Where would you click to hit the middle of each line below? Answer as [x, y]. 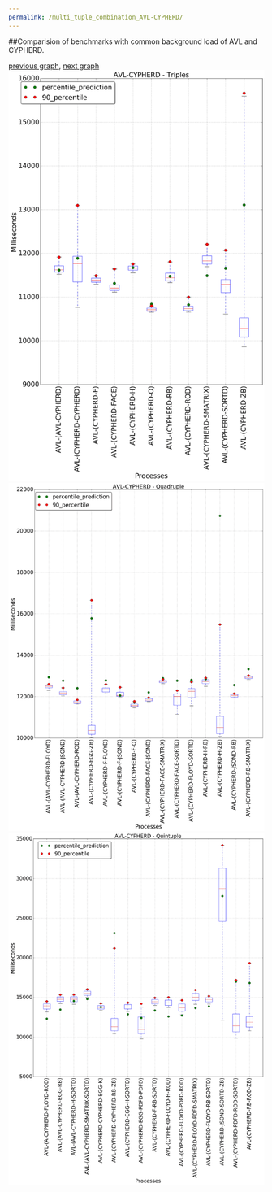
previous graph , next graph [54, 66]
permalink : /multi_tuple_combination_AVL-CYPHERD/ [96, 17]
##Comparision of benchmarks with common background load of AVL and [133, 41]
